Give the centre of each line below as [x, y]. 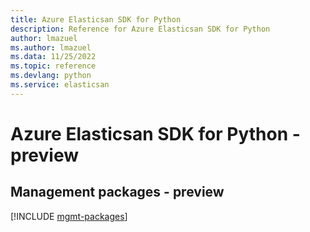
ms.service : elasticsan [60, 85]
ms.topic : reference [53, 66]
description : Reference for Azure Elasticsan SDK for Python [140, 29]
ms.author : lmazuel [51, 47]
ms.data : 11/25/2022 [53, 57]
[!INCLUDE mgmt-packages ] [69, 216]
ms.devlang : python [51, 76]
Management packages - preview [117, 192]
